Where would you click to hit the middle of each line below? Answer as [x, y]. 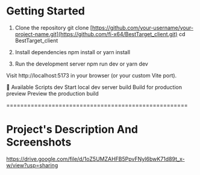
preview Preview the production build [53, 93]
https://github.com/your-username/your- [143, 28]
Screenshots [39, 142]
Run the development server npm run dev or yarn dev [82, 64]
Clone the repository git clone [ [53, 28]
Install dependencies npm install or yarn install [73, 52]
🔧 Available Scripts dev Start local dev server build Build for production [94, 87]
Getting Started [46, 11]
